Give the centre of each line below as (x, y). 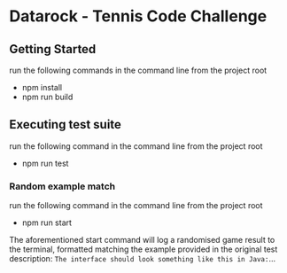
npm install (42, 87)
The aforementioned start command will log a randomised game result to (142, 240)
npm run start (47, 222)
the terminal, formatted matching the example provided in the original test (143, 249)
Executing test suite (66, 125)
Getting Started (53, 49)
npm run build (47, 97)
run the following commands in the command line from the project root (138, 70)
